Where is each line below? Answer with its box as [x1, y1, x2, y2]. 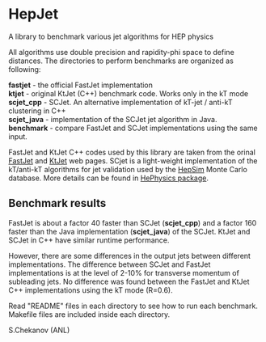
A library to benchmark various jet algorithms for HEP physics [8, 32, 214, 41]
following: [8, 64, 41, 74]
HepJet [8, 5, 59, 23]
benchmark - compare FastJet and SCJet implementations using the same [8, 123, 258, 133]
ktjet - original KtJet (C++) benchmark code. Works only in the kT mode [8, 88, 249, 98]
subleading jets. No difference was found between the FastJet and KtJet [8, 277, 250, 286]
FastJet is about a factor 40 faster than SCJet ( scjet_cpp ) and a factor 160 [8, 217, 257, 227]
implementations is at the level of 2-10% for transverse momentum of [8, 268, 240, 277]
